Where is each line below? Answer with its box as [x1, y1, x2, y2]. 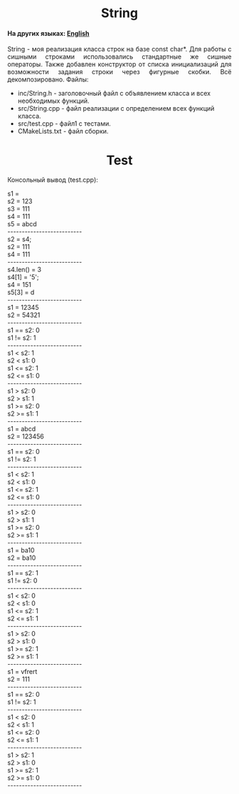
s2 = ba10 [7, 553, 36, 562]
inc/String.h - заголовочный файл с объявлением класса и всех [17, 89, 211, 98]
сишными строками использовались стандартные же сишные [7, 52, 232, 61]
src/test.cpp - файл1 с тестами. [17, 119, 112, 128]
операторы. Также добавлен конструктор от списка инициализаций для [7, 60, 232, 69]
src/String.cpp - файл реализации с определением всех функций [17, 104, 215, 113]
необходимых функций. [17, 96, 90, 105]
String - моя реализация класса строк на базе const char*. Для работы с [7, 45, 232, 54]
